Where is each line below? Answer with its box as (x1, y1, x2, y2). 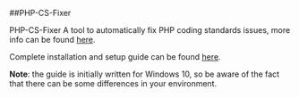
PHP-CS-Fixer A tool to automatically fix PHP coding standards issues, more (9, 25, 291, 35)
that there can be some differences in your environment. (9, 78, 218, 88)
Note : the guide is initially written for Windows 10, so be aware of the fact (9, 69, 280, 79)
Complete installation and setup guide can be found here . (9, 52, 221, 61)
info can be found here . (9, 35, 96, 45)
